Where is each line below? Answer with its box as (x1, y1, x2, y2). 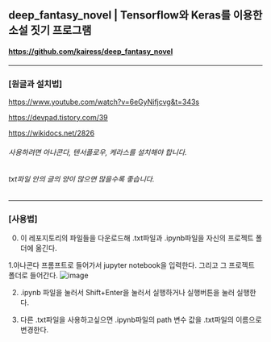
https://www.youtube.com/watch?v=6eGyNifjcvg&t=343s (8, 97, 200, 106)
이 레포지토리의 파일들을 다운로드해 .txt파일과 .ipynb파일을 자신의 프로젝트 (19, 233, 254, 243)
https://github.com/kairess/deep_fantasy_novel (8, 46, 173, 56)
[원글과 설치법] (8, 78, 63, 90)
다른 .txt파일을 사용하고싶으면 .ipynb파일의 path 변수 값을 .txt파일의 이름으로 (19, 315, 262, 324)
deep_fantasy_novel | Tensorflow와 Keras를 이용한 (8, 8, 263, 23)
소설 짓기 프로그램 (8, 23, 92, 37)
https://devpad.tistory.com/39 (8, 112, 109, 122)
